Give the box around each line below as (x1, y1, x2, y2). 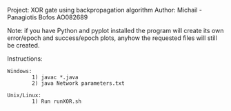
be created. (7, 41, 40, 49)
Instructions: (7, 54, 43, 63)
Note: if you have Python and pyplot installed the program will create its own (7, 27, 224, 34)
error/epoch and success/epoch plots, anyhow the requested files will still (7, 34, 217, 42)
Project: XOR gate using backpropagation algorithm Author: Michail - (7, 6, 202, 14)
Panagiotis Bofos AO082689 (7, 13, 88, 21)
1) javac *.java (32, 74, 79, 81)
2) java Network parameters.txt (32, 80, 125, 87)
